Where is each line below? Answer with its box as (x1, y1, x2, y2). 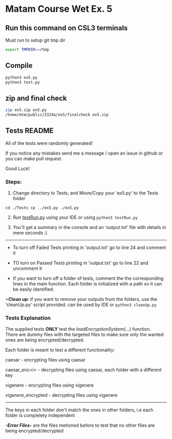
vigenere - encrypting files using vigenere (5, 382, 94, 388)
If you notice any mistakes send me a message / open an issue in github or (5, 150, 163, 156)
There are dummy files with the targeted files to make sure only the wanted (5, 332, 164, 338)
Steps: (5, 178, 22, 185)
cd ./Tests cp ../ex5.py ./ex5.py (5, 205, 79, 211)
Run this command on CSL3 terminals (5, 24, 128, 32)
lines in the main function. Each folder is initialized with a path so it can (12, 281, 162, 287)
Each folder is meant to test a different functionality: (5, 347, 115, 353)
